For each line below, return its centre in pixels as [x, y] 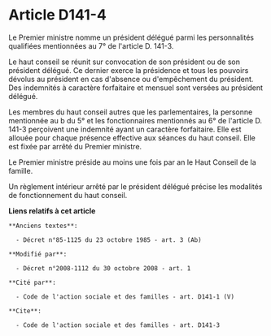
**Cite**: [25, 311]
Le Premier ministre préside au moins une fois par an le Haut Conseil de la [132, 162]
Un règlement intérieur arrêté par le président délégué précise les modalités [135, 186]
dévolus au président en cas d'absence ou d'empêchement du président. [131, 79]
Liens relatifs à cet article [52, 211]
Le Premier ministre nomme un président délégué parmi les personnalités [131, 37]
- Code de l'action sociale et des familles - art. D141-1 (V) [125, 297]
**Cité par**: [33, 282]
